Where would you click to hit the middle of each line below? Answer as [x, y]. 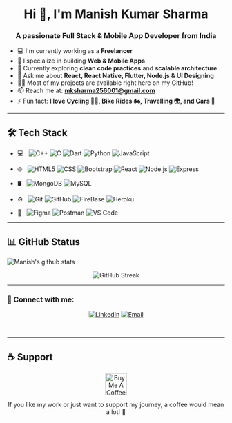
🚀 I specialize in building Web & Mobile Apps [81, 61]
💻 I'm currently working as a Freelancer [75, 51]
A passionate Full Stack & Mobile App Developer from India [116, 36]
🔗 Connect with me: [41, 299]
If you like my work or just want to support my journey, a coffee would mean [116, 405]
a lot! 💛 [116, 412]
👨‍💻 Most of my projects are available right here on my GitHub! [105, 83]
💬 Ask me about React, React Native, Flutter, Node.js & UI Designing [115, 76]
